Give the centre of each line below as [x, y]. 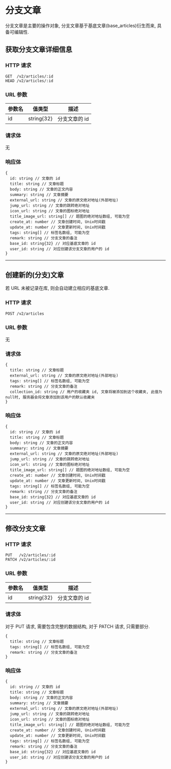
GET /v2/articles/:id [29, 76]
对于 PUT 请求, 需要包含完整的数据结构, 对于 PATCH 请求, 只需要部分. [78, 626]
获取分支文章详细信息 [39, 50]
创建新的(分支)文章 [35, 275]
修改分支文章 [25, 528]
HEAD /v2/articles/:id [29, 81]
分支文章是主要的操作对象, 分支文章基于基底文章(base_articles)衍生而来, [81, 26]
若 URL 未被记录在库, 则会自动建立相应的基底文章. [58, 288]
